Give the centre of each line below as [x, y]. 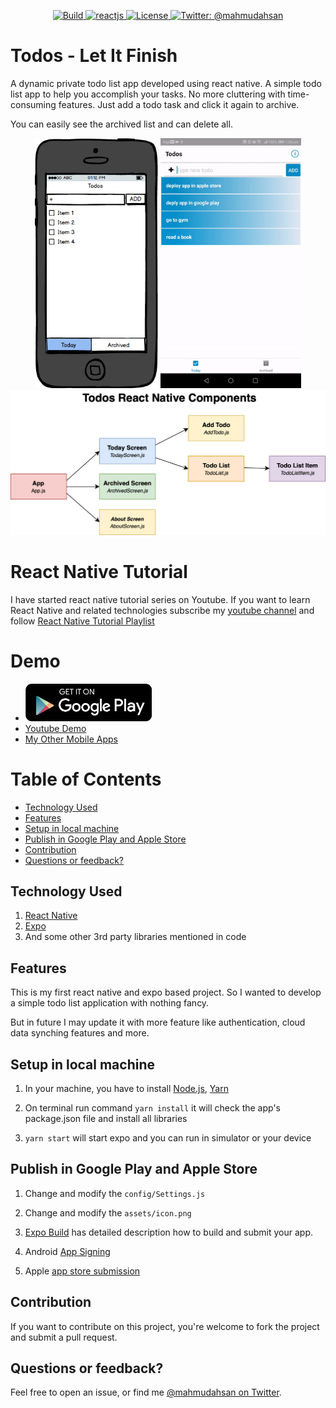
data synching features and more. [80, 1033]
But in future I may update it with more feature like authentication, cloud [158, 1022]
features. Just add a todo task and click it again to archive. [179, 104]
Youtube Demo [55, 728]
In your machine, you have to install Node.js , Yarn [126, 1088]
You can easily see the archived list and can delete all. [121, 124]
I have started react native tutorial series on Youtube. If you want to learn [160, 599]
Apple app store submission [82, 1271]
